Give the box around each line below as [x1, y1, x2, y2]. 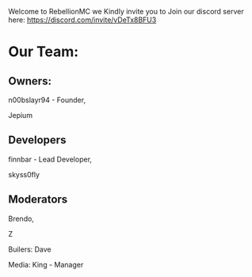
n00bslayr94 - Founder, [8, 95, 86, 104]
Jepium [8, 111, 33, 120]
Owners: [8, 74, 52, 88]
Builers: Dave [8, 245, 52, 254]
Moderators [8, 193, 68, 207]
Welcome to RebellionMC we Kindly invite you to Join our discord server [8, 7, 244, 16]
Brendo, [8, 214, 34, 223]
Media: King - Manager [8, 260, 84, 269]
